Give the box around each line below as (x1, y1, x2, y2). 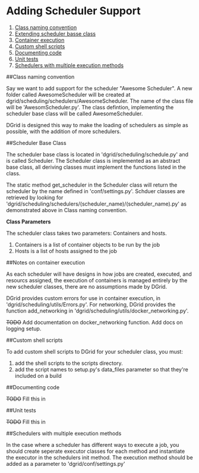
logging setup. (6, 325, 42, 332)
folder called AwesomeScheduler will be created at (6, 91, 131, 98)
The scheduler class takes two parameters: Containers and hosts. (6, 229, 168, 236)
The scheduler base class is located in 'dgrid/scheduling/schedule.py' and (6, 150, 189, 158)
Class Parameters (6, 218, 51, 225)
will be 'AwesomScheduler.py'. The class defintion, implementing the (6, 103, 174, 111)
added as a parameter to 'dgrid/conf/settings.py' (6, 460, 126, 467)
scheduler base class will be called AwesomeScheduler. (6, 110, 143, 117)
